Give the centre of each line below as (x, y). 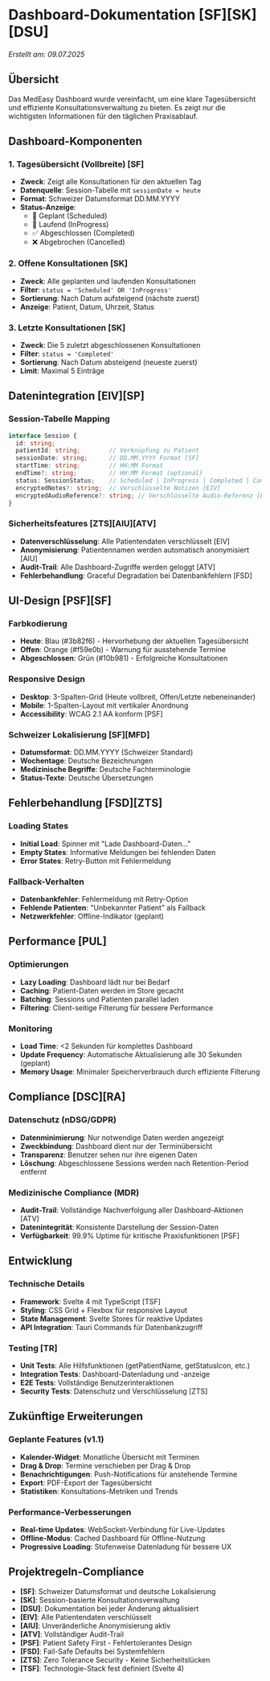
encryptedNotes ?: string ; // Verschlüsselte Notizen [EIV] (118, 488)
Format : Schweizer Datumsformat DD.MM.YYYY (100, 199)
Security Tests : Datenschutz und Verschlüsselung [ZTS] (114, 1391)
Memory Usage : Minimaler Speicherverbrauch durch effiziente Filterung (140, 1072)
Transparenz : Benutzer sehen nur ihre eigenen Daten (108, 1154)
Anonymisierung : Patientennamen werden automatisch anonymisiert (134, 550)
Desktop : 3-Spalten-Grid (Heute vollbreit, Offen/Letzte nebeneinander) (137, 696)
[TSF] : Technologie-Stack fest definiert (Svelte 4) (102, 1668)
